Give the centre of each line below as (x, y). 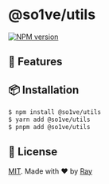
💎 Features (35, 62)
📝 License (33, 152)
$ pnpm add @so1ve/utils (49, 127)
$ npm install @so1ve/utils (55, 112)
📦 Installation (44, 90)
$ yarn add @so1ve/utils (49, 120)
